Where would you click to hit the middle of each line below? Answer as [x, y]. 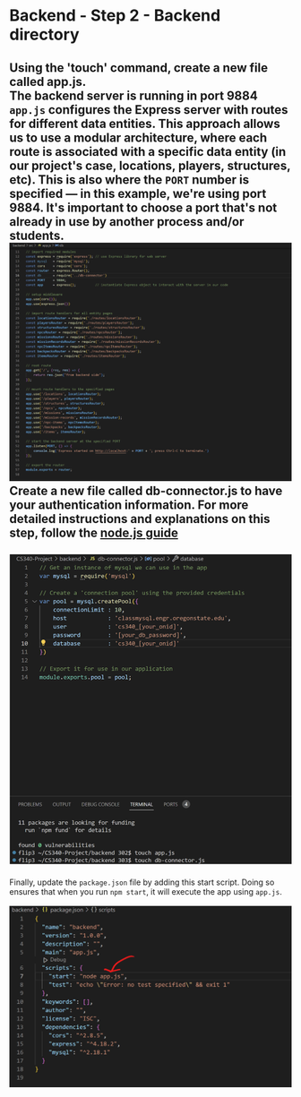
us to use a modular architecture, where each [138, 137]
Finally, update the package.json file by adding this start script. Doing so [142, 882]
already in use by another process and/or [127, 222]
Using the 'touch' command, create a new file [139, 68]
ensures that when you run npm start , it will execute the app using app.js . [146, 891]
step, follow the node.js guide [94, 533]
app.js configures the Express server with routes [149, 110]
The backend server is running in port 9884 [133, 95]
